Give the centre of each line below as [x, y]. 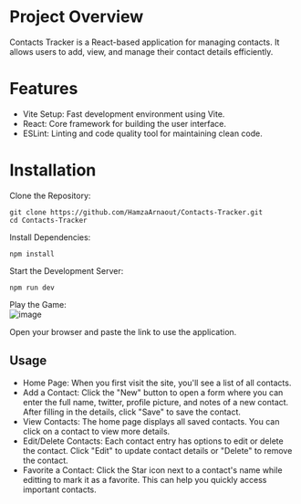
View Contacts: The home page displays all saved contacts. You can [151, 421]
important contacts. [60, 489]
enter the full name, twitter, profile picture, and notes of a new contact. [156, 402]
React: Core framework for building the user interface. [124, 123]
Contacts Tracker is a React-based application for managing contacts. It [145, 42]
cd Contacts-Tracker [49, 220]
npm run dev [32, 288]
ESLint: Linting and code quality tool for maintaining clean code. [142, 133]
